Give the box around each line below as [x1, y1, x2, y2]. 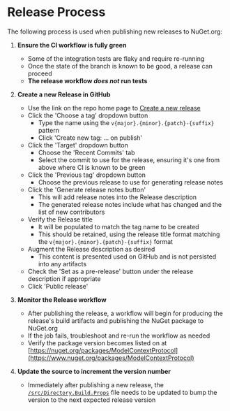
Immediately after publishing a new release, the [27, 380, 164, 389]
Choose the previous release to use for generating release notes [38, 178, 224, 186]
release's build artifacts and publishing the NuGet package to [27, 316, 204, 325]
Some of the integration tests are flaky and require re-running [27, 54, 205, 63]
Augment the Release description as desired [27, 245, 155, 253]
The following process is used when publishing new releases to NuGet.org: [7, 27, 223, 36]
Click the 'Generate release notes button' [27, 185, 146, 194]
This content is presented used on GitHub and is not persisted [38, 252, 217, 261]
